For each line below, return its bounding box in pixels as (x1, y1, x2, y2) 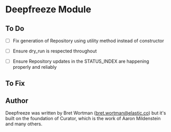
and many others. (5, 121, 43, 127)
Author (5, 96, 28, 105)
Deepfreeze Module (5, 4, 91, 15)
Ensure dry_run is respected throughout (12, 48, 97, 54)
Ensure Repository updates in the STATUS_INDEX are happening (12, 58, 149, 65)
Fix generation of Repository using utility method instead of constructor (12, 37, 164, 44)
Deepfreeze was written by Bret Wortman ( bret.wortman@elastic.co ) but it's (5, 110, 166, 116)
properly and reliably (12, 64, 57, 70)
